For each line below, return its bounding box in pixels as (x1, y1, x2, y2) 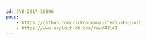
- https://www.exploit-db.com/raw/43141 (16, 25, 118, 31)
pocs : (5, 14, 19, 20)
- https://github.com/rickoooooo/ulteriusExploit (16, 19, 142, 25)
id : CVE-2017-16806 (5, 8, 54, 15)
